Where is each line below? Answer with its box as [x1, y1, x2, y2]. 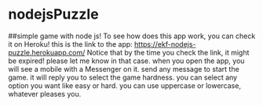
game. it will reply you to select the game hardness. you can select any [8, 72, 238, 82]
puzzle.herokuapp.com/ [8, 48, 86, 57]
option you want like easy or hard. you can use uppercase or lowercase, [8, 80, 242, 90]
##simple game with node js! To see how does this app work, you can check [8, 31, 256, 41]
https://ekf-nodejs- [134, 39, 196, 48]
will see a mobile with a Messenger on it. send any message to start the [8, 64, 239, 73]
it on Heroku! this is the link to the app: [8, 39, 133, 48]
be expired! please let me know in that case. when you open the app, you [8, 56, 245, 65]
